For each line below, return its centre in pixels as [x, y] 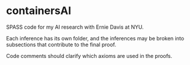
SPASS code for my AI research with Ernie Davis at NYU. [75, 27]
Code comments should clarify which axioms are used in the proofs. [89, 56]
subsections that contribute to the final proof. [61, 45]
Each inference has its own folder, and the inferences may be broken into [95, 38]
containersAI [39, 11]
